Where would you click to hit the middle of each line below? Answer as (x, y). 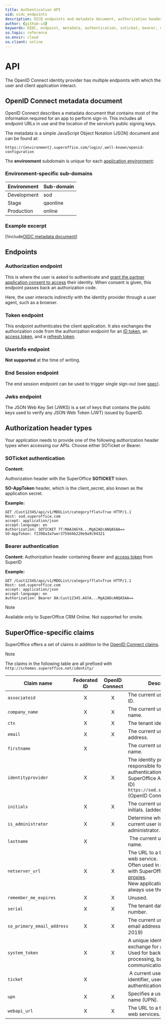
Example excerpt (26, 226)
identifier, (139, 979)
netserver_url (24, 871)
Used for (138, 953)
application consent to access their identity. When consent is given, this (78, 282)
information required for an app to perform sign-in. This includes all (74, 118)
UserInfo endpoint (27, 349)
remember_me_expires (32, 898)
